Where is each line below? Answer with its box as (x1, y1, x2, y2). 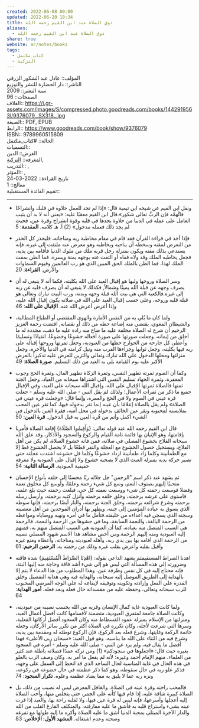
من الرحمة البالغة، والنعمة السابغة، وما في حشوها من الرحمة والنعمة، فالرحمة (15, 517, 185, 524)
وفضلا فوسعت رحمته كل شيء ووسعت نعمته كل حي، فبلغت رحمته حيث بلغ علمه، (15, 486, 193, 493)
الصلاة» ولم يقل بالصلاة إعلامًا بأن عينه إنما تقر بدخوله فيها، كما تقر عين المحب (15, 400, 186, 407)
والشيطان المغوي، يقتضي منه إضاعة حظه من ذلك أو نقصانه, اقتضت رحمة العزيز (15, 320, 191, 327)
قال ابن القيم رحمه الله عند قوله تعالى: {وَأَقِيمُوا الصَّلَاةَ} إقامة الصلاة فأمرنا (15, 425, 177, 432)
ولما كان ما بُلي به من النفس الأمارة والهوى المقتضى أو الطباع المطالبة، (15, 314, 171, 321)
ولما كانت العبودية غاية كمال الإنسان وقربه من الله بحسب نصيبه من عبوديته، (15, 603, 180, 610)
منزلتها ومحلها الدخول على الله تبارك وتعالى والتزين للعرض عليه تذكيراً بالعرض (15, 351, 185, 358)
